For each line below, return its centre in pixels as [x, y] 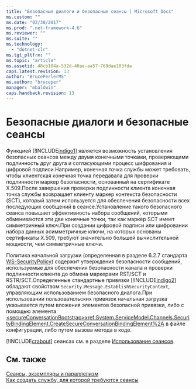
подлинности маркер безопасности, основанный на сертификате [88, 181]
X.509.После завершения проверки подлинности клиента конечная [91, 188]
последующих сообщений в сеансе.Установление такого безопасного [94, 206]
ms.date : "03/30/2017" [34, 22]
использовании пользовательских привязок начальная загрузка [87, 298]
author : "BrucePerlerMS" [36, 77]
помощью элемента [31, 311]
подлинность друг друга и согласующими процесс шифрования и [89, 163]
